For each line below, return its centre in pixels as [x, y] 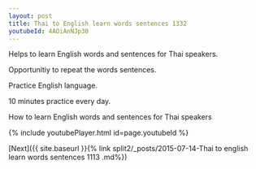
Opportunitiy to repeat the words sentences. [82, 70]
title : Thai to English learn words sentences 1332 [98, 24]
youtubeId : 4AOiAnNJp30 [49, 31]
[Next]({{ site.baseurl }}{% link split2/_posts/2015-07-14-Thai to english [128, 149]
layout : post [30, 16]
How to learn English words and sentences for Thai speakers [111, 117]
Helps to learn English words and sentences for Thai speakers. [113, 54]
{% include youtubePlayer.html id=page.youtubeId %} [99, 133]
